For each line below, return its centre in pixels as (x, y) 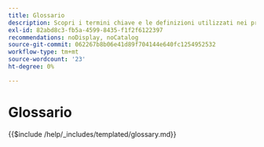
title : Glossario (37, 15)
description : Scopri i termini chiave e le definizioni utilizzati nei (128, 23)
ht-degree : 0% (31, 67)
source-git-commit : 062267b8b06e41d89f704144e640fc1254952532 (112, 45)
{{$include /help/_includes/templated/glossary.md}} (92, 134)
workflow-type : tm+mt (44, 52)
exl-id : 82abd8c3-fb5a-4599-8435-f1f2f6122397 (86, 30)
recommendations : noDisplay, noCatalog (73, 37)
